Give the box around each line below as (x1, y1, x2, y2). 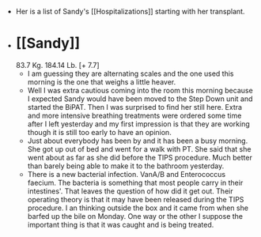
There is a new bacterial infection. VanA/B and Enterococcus (27, 169, 226, 179)
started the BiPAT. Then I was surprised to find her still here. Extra (27, 102, 243, 111)
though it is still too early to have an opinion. (27, 127, 172, 137)
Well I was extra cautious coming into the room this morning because (27, 85, 253, 95)
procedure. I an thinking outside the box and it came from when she (27, 203, 249, 213)
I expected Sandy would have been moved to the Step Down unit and (27, 94, 253, 103)
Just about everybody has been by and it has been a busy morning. (27, 136, 248, 145)
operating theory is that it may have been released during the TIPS (27, 194, 244, 204)
